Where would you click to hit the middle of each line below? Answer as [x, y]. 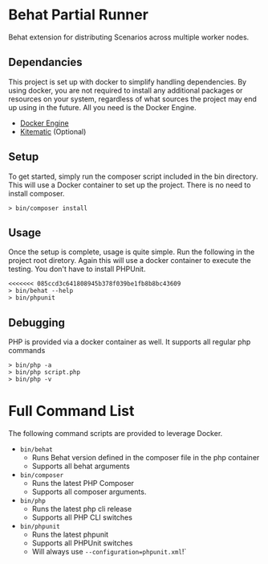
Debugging [37, 322]
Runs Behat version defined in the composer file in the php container [146, 458]
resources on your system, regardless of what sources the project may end [132, 99]
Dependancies [45, 62]
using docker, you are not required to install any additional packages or [126, 90]
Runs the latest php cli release [82, 509]
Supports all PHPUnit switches [82, 543]
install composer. [37, 193]
